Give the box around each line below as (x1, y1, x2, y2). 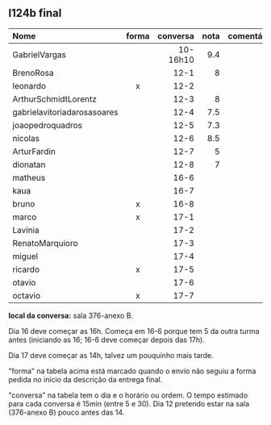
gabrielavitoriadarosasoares (12, 106, 119, 118)
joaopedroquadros (12, 119, 83, 131)
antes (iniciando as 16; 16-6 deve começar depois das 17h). (8, 335, 206, 344)
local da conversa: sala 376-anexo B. (8, 310, 134, 320)
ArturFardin (12, 145, 56, 156)
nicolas (12, 132, 40, 144)
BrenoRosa (12, 67, 54, 78)
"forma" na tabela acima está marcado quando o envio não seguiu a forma (8, 366, 256, 376)
